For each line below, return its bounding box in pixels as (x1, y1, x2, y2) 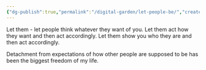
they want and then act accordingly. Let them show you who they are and (6, 32, 192, 40)
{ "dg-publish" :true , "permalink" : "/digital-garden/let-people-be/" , (6, 9, 183, 15)
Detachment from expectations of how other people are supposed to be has (6, 50, 199, 58)
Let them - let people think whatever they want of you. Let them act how (6, 26, 189, 33)
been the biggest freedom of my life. (6, 57, 99, 64)
